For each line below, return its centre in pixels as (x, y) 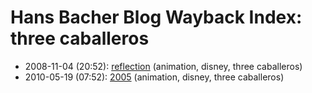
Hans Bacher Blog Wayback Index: (156, 17)
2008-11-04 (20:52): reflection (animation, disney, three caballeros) (163, 66)
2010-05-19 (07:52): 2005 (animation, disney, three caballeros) (154, 77)
